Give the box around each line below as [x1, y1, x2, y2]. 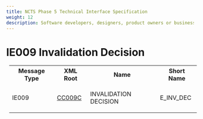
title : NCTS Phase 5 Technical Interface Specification [6, 8, 148, 15]
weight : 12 [6, 14, 33, 20]
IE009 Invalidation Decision [6, 45, 145, 59]
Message [18, 67, 45, 75]
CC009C [57, 93, 82, 102]
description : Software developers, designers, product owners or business [6, 20, 196, 26]
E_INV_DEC [160, 93, 192, 102]
